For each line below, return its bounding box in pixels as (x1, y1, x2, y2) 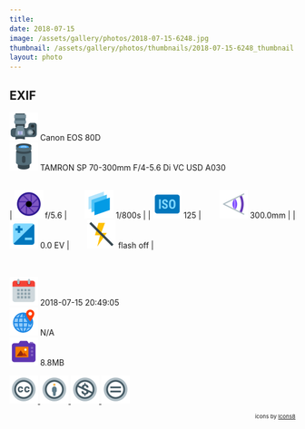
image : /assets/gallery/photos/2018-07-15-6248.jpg (9, 34, 209, 43)
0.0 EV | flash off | (39, 239, 154, 250)
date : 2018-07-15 (9, 24, 75, 34)
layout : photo (9, 53, 64, 63)
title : (9, 15, 34, 24)
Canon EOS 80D (39, 132, 102, 142)
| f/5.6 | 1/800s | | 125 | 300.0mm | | (9, 210, 296, 220)
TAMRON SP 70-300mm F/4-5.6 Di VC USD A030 (39, 161, 226, 172)
